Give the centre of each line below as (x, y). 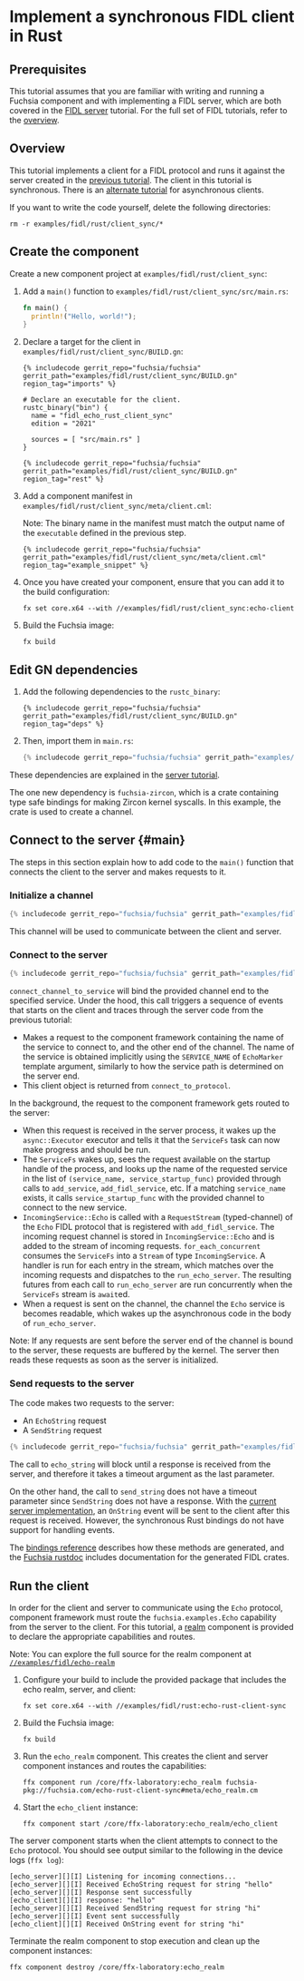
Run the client (49, 1586)
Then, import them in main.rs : (78, 741)
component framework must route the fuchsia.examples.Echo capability (143, 1617)
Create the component (74, 252)
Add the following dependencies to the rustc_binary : (121, 692)
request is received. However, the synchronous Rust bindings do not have (147, 1520)
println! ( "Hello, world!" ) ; (84, 316)
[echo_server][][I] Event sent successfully (95, 1917)
